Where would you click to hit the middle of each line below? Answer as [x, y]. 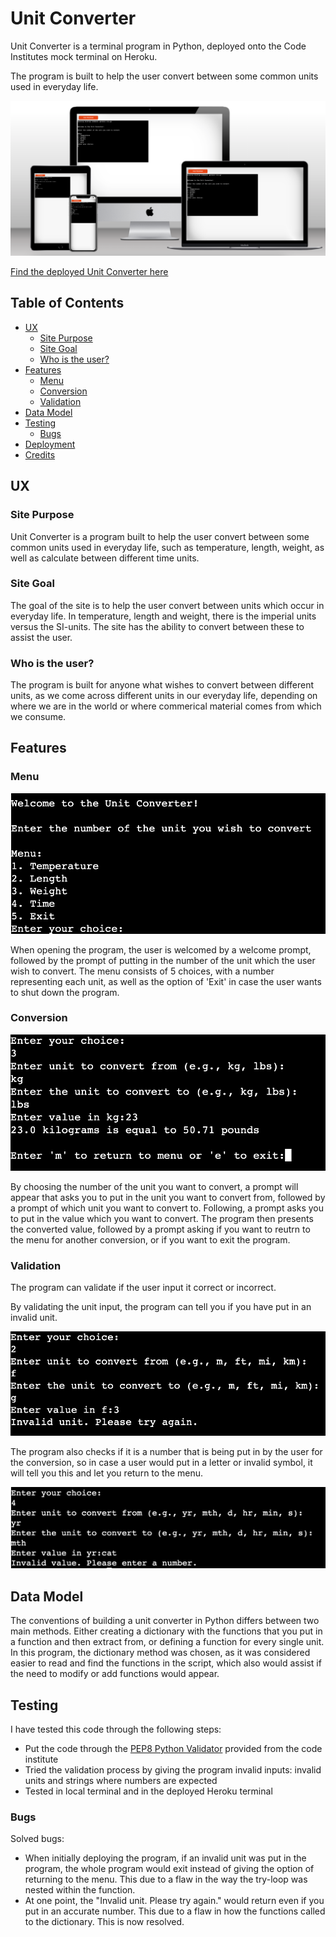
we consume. [38, 717]
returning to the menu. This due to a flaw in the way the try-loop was [166, 1879]
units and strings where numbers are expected [121, 1781]
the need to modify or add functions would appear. [115, 1674]
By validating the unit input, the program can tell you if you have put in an [161, 1307]
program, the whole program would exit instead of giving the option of [169, 1869]
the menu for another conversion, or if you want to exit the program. [150, 1239]
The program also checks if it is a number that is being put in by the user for [166, 1451]
